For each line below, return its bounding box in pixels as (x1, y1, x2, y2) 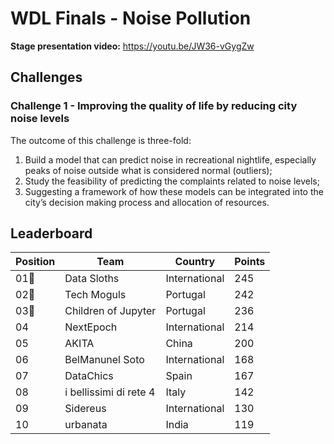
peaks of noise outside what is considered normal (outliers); (24, 164, 273, 176)
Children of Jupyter (64, 304, 157, 318)
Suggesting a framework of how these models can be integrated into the (24, 185, 324, 197)
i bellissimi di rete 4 (64, 385, 156, 399)
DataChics (64, 369, 114, 383)
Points (234, 255, 266, 269)
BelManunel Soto (64, 353, 145, 367)
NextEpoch (64, 320, 118, 334)
